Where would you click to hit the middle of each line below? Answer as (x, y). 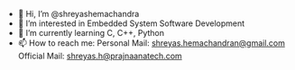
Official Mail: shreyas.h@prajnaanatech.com (100, 56)
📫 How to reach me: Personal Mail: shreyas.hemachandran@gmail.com (152, 43)
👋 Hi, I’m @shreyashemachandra (78, 14)
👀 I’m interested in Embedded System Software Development (131, 23)
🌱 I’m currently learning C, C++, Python (91, 33)
